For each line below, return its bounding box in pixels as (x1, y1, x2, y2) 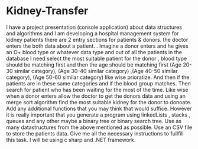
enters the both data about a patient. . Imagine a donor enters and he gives (6, 42, 189, 49)
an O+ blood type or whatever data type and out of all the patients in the (6, 48, 182, 55)
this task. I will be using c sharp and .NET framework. (6, 136, 136, 143)
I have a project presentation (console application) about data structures (6, 24, 182, 31)
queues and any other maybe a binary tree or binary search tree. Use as (6, 117, 182, 124)
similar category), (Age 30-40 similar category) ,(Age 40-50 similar (14, 67, 178, 74)
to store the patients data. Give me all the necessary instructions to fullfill (6, 130, 184, 137)
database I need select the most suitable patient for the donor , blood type (6, 55, 187, 62)
